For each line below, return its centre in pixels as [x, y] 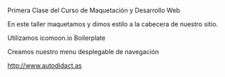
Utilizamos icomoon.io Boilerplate [57, 38]
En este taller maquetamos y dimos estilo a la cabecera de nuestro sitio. [113, 24]
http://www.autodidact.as [45, 66]
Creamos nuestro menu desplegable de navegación [83, 52]
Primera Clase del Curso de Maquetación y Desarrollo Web [94, 10]
